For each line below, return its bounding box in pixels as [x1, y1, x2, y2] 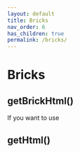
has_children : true [7, 30, 65, 37]
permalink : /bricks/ [7, 37, 68, 44]
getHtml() [7, 134, 51, 146]
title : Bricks [7, 17, 49, 24]
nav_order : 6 [7, 23, 46, 30]
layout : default [7, 10, 55, 18]
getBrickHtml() [7, 94, 74, 106]
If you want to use [7, 114, 60, 122]
